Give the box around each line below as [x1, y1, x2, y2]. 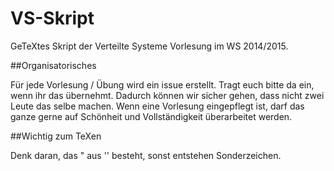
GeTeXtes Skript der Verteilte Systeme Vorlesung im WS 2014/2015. [10, 40, 289, 52]
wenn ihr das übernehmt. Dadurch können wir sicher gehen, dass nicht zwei [10, 89, 325, 101]
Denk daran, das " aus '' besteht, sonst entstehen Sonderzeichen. [10, 149, 282, 161]
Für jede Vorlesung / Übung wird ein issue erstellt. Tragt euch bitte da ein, [10, 78, 315, 91]
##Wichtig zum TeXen [10, 130, 102, 142]
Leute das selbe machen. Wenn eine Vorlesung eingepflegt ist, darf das [10, 100, 305, 112]
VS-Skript [10, 7, 95, 30]
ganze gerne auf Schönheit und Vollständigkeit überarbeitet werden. [10, 110, 293, 122]
